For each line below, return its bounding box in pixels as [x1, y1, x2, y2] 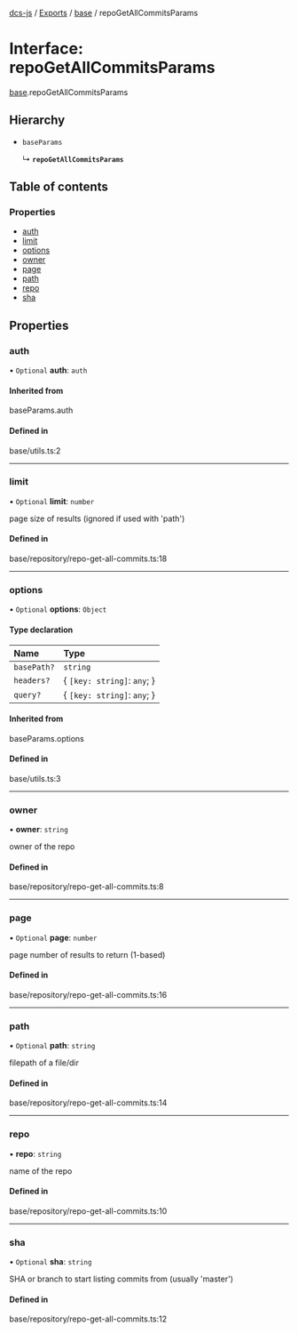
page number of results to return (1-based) [9, 949, 166, 960]
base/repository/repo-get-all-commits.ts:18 [9, 553, 168, 564]
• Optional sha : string [9, 1257, 92, 1267]
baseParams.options [9, 733, 84, 743]
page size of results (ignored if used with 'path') [9, 513, 185, 524]
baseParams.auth [9, 405, 74, 416]
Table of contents [9, 180, 108, 195]
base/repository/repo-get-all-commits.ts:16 [9, 989, 168, 1000]
